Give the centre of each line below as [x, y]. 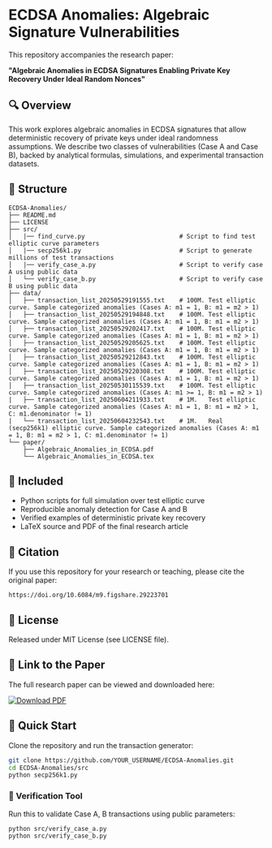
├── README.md [32, 215]
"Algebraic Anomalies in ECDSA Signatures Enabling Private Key [119, 70]
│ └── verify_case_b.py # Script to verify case [136, 279]
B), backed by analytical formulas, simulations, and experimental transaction [136, 155]
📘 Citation [34, 552]
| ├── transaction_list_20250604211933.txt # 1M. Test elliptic [132, 399]
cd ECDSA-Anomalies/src [49, 768]
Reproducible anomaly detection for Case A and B [104, 510]
